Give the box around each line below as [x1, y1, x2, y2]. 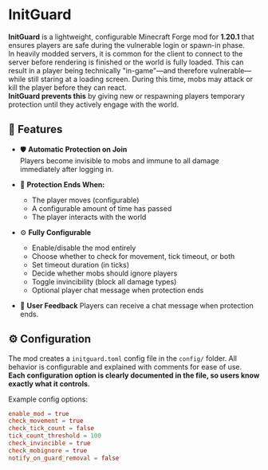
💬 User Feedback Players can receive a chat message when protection [19, 300, 254, 310]
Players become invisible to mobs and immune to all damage [19, 155, 219, 165]
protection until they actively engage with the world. [8, 100, 179, 109]
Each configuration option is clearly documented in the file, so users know [8, 370, 260, 380]
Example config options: [8, 394, 89, 404]
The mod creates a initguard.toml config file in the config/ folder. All [8, 353, 238, 363]
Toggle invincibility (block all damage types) [31, 276, 177, 286]
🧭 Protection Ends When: [19, 179, 105, 189]
